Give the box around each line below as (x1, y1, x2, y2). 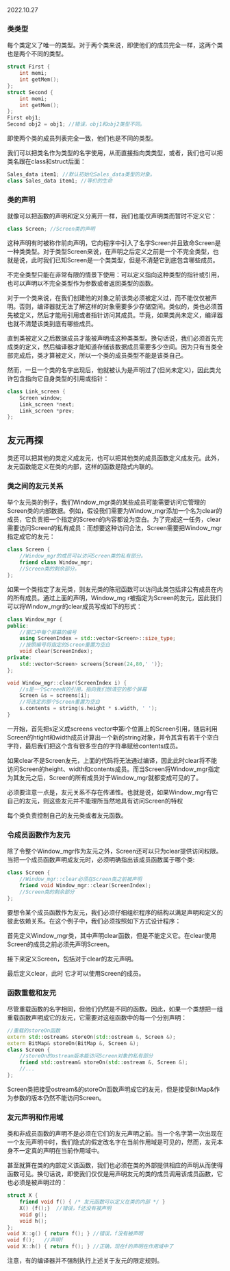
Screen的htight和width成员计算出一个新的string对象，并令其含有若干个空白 (7, 733, 219, 741)
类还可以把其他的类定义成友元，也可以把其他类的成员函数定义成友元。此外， (7, 454, 223, 462)
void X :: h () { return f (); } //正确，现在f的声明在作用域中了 (7, 1243, 174, 1250)
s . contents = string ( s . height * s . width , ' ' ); (19, 705, 157, 712)
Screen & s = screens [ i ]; (19, 692, 90, 699)
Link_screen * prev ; (19, 407, 75, 414)
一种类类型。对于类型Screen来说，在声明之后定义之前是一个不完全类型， (7, 247, 214, 255)
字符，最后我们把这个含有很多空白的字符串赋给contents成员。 (7, 742, 182, 750)
